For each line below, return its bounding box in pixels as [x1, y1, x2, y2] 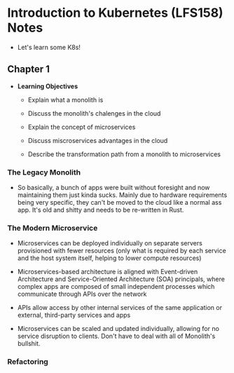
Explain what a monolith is [27, 95, 104, 104]
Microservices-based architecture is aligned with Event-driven [17, 268, 198, 276]
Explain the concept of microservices [27, 123, 136, 131]
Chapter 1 [7, 63, 50, 75]
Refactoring [7, 357, 49, 367]
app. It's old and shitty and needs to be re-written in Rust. [17, 205, 184, 215]
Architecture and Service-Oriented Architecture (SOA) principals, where [17, 275, 226, 283]
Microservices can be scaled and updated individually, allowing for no [17, 325, 219, 333]
